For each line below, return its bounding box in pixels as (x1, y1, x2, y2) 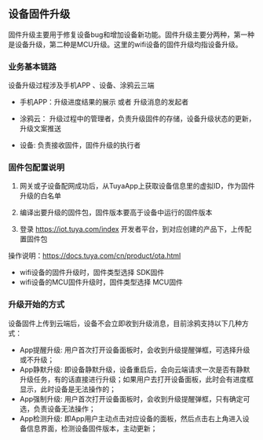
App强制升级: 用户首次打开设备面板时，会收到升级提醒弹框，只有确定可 (19, 394, 250, 403)
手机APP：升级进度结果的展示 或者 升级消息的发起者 (19, 97, 189, 107)
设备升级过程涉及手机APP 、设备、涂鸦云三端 (8, 81, 155, 90)
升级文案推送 (19, 124, 61, 134)
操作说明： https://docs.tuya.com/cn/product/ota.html (8, 251, 181, 261)
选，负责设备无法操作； (19, 404, 96, 413)
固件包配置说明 (8, 162, 65, 173)
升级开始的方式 (8, 299, 65, 310)
